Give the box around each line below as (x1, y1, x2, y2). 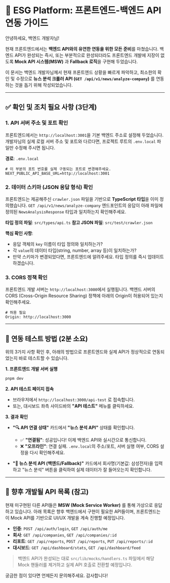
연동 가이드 (5, 17, 49, 29)
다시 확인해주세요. (29, 449, 65, 455)
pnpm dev (5, 376, 24, 381)
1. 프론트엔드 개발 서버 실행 (5, 366, 58, 372)
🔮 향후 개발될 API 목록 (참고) (5, 488, 89, 496)
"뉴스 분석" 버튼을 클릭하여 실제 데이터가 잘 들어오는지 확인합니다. (22, 466, 152, 472)
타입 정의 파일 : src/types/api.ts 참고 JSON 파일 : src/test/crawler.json (5, 219, 153, 226)
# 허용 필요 (5, 310, 26, 315)
